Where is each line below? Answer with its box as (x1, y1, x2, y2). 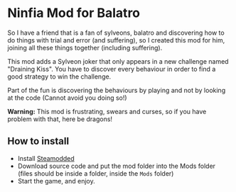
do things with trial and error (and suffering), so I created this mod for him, (7, 35, 225, 44)
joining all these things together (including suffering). (7, 43, 163, 52)
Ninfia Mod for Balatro (7, 5, 141, 21)
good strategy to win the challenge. (7, 72, 112, 81)
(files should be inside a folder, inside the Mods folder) (17, 169, 174, 178)
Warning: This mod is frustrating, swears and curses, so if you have (7, 107, 207, 115)
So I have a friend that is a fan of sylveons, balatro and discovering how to (7, 28, 225, 37)
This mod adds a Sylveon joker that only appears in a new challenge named (7, 57, 229, 65)
